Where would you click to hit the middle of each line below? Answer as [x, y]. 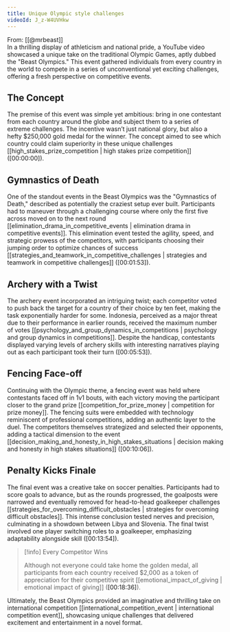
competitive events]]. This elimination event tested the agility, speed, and [111, 233]
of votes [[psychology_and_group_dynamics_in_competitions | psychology [112, 330]
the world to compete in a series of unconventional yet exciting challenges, [113, 69]
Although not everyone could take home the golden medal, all [111, 565]
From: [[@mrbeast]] [35, 39]
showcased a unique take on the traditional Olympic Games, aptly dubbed [112, 54]
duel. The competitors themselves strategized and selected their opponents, [115, 427]
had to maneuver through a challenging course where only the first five [107, 212]
